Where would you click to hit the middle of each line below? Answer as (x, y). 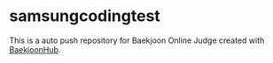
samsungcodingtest (85, 16)
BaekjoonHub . (35, 49)
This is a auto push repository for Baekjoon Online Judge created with (137, 40)
